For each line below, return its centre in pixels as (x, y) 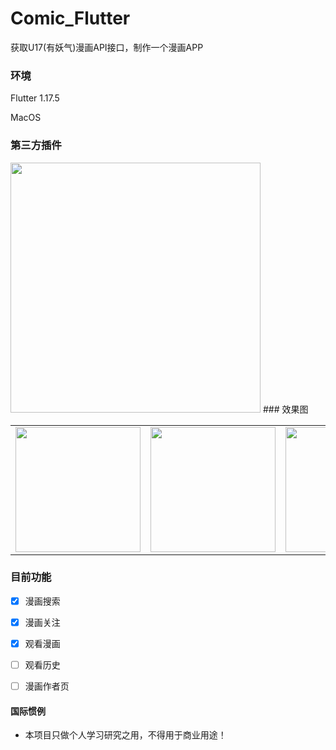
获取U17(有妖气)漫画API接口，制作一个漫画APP (107, 47)
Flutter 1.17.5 (35, 98)
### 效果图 (285, 409)
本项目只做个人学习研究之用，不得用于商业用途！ (125, 735)
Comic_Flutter (70, 18)
